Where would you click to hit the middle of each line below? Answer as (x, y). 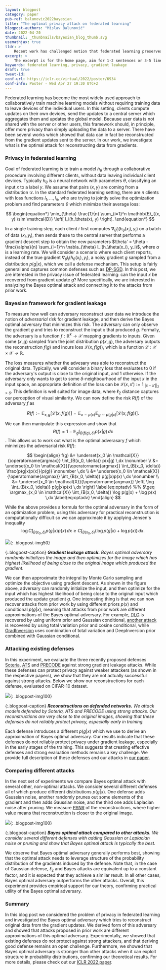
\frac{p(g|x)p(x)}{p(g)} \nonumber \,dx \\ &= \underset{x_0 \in (69, 471)
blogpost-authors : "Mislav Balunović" (45, 28)
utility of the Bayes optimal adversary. (44, 891)
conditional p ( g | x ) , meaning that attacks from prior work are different (75, 610)
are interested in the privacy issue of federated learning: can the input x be (81, 274)
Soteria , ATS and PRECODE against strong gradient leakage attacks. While (81, 665)
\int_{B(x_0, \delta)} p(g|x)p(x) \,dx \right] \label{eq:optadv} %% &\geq (83, 487)
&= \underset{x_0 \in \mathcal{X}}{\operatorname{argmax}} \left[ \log (83, 482)
